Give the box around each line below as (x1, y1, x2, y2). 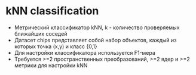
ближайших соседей (14, 30, 68, 37)
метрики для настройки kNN (14, 61, 88, 69)
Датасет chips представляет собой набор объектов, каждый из (14, 36, 177, 43)
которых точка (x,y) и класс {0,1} (14, 43, 97, 50)
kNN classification (5, 4, 99, 18)
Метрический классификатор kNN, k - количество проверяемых (14, 24, 180, 31)
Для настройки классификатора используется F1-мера (14, 49, 156, 56)
